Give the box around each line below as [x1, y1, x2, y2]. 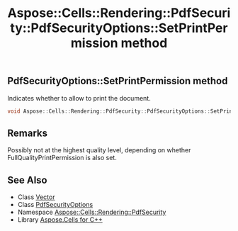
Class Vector [17, 193, 55, 201]
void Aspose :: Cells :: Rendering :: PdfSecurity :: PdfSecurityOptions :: [7, 108, 211, 115]
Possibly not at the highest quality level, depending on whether [7, 146, 191, 154]
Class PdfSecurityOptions [17, 201, 93, 209]
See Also [7, 174, 47, 186]
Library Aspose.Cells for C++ [17, 215, 103, 224]
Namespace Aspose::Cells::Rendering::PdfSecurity [17, 208, 166, 217]
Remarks [7, 127, 48, 139]
